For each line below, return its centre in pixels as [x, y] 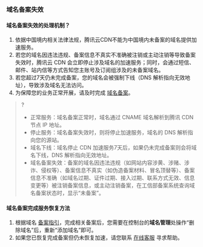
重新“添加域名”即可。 [70, 230]
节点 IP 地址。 [48, 125]
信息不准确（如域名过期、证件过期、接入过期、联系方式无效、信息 [112, 178]
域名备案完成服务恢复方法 [38, 208]
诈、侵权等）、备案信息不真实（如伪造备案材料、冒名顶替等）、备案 [112, 170]
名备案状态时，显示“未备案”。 [67, 193]
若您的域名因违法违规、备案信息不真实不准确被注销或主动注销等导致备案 [105, 55]
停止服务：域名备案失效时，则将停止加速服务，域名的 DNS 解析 [109, 133]
